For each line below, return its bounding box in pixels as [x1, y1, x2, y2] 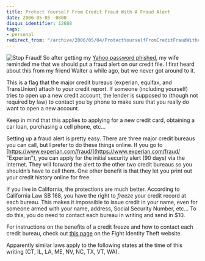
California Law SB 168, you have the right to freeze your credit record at [6, 192, 187, 199]
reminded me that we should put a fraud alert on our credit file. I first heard [6, 60, 195, 68]
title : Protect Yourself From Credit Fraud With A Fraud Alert [6, 9, 171, 15]
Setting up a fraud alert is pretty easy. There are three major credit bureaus [6, 135, 195, 142]
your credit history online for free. [6, 174, 92, 181]
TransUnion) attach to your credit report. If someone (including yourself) [6, 85, 188, 92]
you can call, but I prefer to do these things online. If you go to [6, 141, 163, 148]
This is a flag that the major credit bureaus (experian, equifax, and [6, 79, 172, 86]
